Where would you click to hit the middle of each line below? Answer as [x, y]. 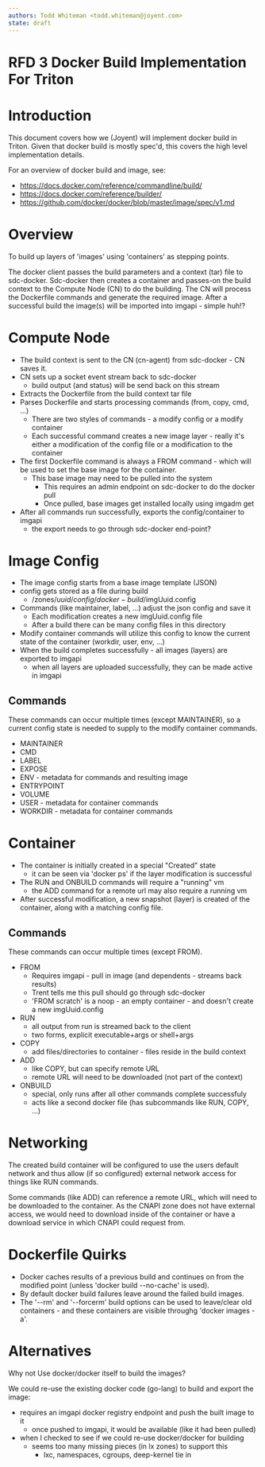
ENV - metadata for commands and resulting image [104, 778]
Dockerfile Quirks [67, 1255]
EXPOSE [33, 769]
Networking [48, 1143]
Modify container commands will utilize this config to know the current [135, 634]
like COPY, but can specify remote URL [96, 1069]
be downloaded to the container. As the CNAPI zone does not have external [132, 1205]
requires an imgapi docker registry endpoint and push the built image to [137, 1412]
